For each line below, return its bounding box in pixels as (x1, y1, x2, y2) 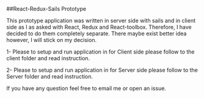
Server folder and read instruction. (6, 73, 93, 80)
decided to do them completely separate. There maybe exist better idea (6, 30, 187, 37)
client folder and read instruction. (6, 55, 90, 61)
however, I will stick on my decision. (6, 37, 97, 43)
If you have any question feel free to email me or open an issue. (6, 85, 167, 92)
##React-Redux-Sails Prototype (6, 5, 87, 12)
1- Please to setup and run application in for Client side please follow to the (6, 48, 195, 55)
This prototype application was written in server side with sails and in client (6, 17, 196, 24)
